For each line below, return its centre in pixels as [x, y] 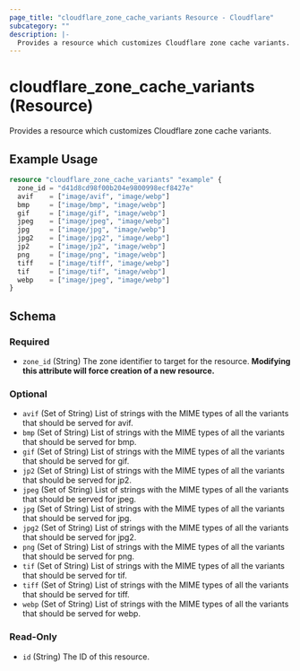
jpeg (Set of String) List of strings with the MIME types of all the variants [155, 490]
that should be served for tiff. [76, 595]
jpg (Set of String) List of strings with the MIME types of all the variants [153, 509]
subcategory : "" [39, 26]
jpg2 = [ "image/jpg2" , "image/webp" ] [94, 239]
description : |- [39, 34]
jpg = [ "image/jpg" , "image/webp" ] [92, 230]
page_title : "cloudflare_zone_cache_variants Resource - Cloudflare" [142, 17]
